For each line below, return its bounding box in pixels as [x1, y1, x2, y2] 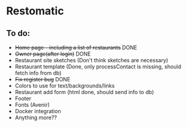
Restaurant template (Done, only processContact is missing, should [14, 63, 182, 70]
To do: [6, 28, 31, 38]
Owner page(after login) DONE [14, 50, 91, 58]
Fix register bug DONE [14, 76, 71, 83]
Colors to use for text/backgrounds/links [14, 82, 115, 89]
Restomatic [6, 4, 64, 18]
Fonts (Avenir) [14, 101, 50, 108]
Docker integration [14, 108, 61, 114]
